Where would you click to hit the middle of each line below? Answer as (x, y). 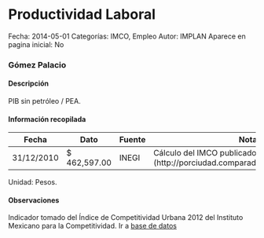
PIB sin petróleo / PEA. (44, 101)
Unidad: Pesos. (33, 182)
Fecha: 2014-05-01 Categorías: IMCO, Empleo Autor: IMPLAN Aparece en (127, 36)
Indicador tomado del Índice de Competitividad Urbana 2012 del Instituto (126, 218)
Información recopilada (47, 119)
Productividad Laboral (82, 15)
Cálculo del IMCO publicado (205, 153)
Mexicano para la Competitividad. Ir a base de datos (92, 226)
